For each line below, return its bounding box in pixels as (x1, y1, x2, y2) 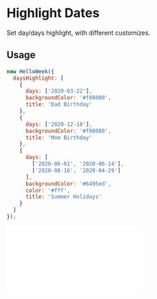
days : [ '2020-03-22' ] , (25, 87, 93, 95)
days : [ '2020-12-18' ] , (25, 121, 93, 128)
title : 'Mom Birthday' (25, 134, 93, 141)
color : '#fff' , (25, 187, 71, 194)
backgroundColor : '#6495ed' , (25, 180, 112, 187)
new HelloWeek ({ (6, 67, 54, 75)
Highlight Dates (6, 5, 100, 21)
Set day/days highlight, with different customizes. (6, 28, 151, 37)
